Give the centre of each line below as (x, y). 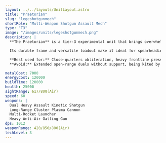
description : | (21, 37)
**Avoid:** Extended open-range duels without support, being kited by (85, 64)
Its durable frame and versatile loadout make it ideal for (73, 51)
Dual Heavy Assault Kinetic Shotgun (47, 105)
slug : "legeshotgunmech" (31, 19)
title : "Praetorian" (26, 14)
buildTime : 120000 (24, 82)
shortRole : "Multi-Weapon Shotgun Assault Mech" (56, 23)
